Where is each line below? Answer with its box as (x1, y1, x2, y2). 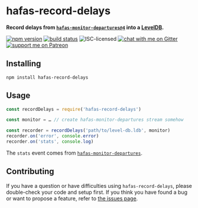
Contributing (6, 167, 54, 177)
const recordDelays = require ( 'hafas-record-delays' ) (6, 106, 142, 112)
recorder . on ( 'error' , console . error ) (6, 133, 99, 139)
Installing (6, 59, 41, 69)
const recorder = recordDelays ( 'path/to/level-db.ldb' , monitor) (6, 127, 170, 134)
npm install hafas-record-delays (6, 74, 89, 81)
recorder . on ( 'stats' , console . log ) (6, 139, 94, 145)
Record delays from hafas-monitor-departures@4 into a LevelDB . (6, 24, 164, 31)
